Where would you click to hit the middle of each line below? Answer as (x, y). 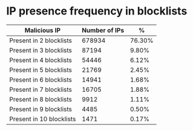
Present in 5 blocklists (41, 69)
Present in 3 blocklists (41, 50)
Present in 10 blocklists (43, 119)
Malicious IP (43, 30)
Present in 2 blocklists (41, 40)
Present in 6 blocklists (41, 80)
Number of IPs (103, 30)
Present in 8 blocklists (41, 99)
